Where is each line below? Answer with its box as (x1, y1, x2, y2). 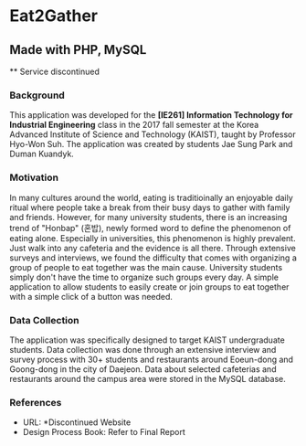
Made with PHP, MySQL (9, 42, 147, 58)
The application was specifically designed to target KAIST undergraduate (9, 334, 285, 345)
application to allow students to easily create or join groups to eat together (9, 281, 290, 292)
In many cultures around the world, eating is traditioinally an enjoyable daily (9, 192, 294, 203)
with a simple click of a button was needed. (9, 291, 174, 302)
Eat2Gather (9, 5, 99, 27)
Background (9, 89, 66, 101)
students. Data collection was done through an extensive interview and (9, 344, 277, 355)
